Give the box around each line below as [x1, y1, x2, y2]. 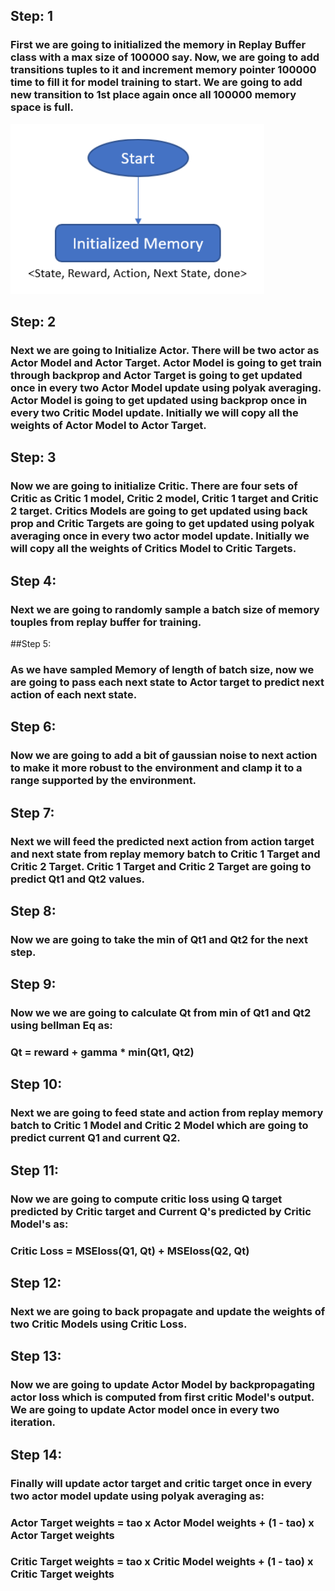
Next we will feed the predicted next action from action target [10, 834, 315, 848]
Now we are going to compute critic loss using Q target [10, 1192, 283, 1206]
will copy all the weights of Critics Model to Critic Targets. [10, 542, 297, 556]
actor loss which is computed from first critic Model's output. [10, 1390, 315, 1404]
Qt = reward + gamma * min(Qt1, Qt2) [10, 1045, 195, 1059]
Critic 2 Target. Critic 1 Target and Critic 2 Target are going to [10, 859, 312, 873]
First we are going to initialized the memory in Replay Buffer [10, 38, 307, 52]
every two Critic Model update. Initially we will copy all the [10, 406, 299, 419]
